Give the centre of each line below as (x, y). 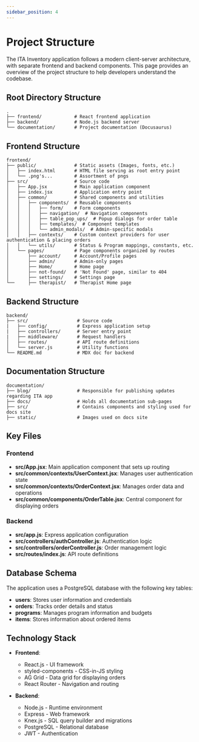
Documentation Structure (56, 371)
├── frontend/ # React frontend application (78, 117)
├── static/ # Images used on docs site (77, 417)
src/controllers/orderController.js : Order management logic (91, 547)
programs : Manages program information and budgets (83, 612)
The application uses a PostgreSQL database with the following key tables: (99, 588)
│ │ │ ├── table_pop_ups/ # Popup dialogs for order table (92, 219)
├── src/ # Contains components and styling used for (99, 407)
